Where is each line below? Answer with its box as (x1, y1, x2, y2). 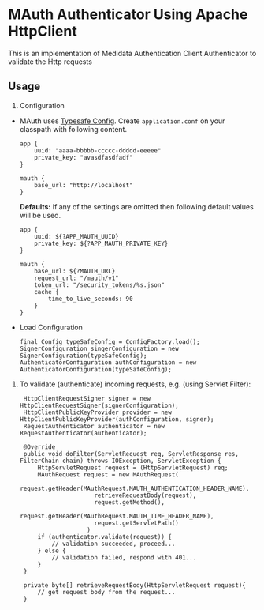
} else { (37, 547, 66, 555)
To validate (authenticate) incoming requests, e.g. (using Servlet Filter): (19, 379, 251, 389)
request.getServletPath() (94, 519, 179, 527)
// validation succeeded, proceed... (51, 540, 176, 548)
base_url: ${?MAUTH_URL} (34, 267, 116, 275)
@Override (23, 442, 56, 451)
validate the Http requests (8, 57, 93, 66)
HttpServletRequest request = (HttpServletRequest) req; (37, 464, 229, 472)
